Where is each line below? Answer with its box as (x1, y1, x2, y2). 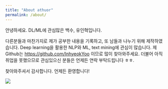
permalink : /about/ (5, 12, 47, 17)
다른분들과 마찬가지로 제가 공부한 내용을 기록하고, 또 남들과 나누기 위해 (5, 38, 145, 44)
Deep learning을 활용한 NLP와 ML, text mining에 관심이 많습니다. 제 (20, 44, 157, 50)
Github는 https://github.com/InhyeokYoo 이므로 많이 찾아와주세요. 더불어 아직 (5, 51, 163, 57)
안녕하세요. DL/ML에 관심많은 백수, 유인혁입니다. (5, 27, 102, 33)
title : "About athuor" (5, 7, 53, 13)
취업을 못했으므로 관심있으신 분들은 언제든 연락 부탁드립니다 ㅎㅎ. (5, 57, 135, 63)
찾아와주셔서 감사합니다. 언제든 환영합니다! (5, 68, 90, 74)
